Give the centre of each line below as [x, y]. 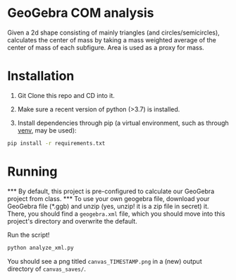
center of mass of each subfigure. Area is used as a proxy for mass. [106, 47]
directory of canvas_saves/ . [46, 269]
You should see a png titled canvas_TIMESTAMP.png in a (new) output [105, 261]
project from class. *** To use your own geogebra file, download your [108, 198]
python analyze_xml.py [41, 248]
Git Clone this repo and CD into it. [66, 95]
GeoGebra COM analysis [81, 13]
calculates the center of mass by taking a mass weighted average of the [112, 39]
